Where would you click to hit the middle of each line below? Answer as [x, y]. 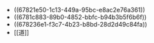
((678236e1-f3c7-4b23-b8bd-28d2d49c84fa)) [80, 24]
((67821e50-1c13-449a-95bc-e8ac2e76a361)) [79, 10]
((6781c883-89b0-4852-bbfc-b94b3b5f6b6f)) [80, 17]
